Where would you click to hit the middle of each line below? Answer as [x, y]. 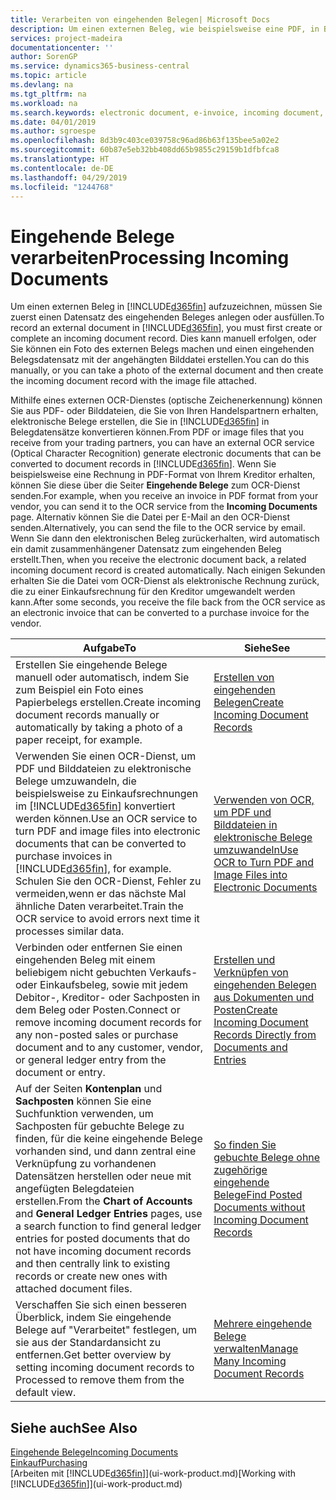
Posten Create [245, 1010]
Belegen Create [249, 703]
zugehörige [240, 1170]
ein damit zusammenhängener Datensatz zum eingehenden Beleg [146, 549]
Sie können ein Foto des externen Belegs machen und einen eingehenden [162, 349]
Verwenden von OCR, [264, 800]
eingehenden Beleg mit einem [85, 960]
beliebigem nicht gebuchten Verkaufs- [106, 973]
